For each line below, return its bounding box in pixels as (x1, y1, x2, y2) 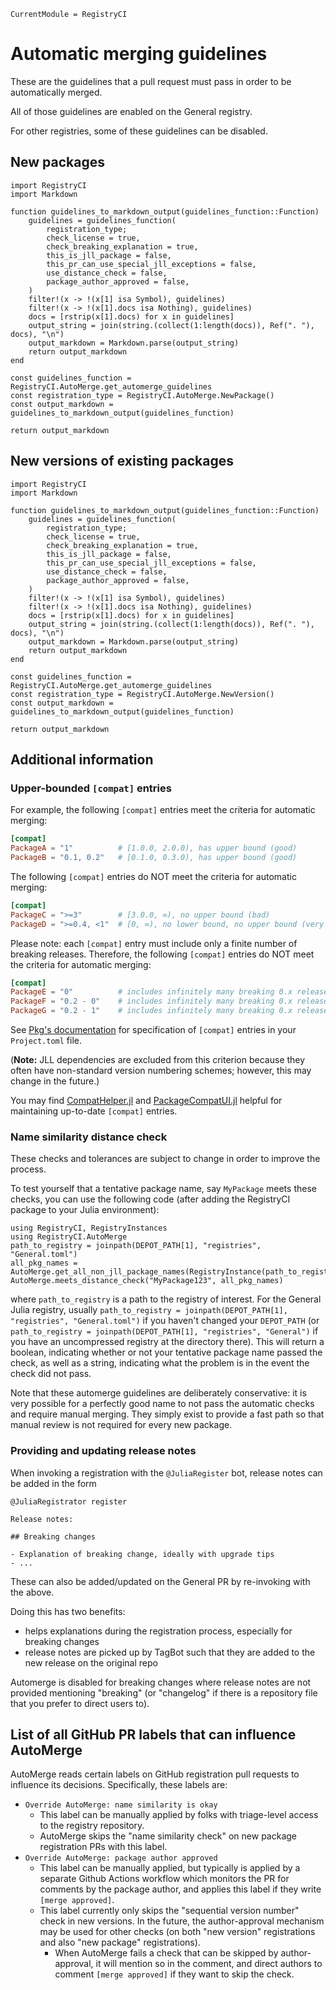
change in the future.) (10, 1075, 100, 1087)
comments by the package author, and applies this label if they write (39, 1883, 322, 1895)
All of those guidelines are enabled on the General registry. (10, 105, 253, 117)
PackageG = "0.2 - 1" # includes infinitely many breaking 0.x (10, 1006, 293, 1016)
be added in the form (10, 1477, 97, 1489)
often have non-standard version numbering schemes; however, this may (10, 1065, 312, 1076)
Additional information (10, 751, 154, 768)
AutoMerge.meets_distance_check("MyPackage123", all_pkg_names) (10, 1276, 284, 1286)
